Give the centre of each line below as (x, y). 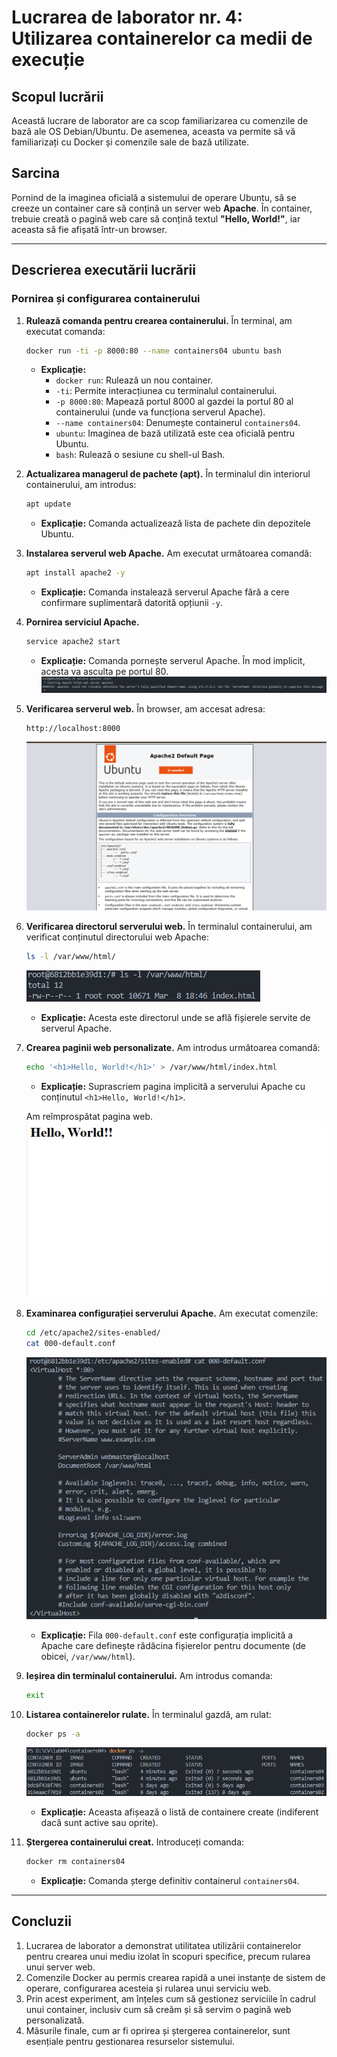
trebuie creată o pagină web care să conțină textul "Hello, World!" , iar (156, 218)
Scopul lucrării (57, 96)
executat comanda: (65, 331)
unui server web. (60, 1967)
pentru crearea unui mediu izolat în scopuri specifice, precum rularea (168, 1956)
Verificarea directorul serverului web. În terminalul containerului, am (169, 926)
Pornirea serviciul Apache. (82, 622)
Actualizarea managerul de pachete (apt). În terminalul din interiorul (168, 474)
